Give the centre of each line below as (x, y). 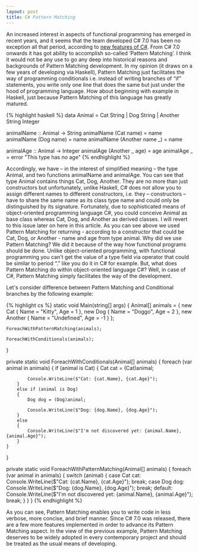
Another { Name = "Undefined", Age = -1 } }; (60, 318)
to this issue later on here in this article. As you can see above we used (93, 225)
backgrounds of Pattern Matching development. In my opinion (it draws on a (99, 65)
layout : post (22, 12)
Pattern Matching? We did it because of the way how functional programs (96, 244)
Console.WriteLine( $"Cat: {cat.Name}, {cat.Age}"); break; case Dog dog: (95, 481)
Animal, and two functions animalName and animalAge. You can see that (95, 175)
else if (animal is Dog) (48, 389)
